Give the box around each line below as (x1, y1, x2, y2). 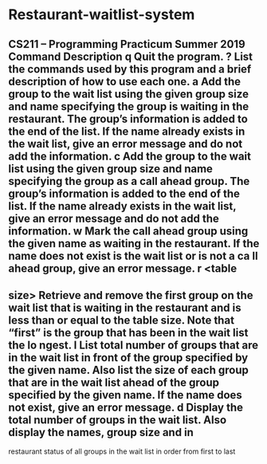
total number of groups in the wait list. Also (8, 413, 227, 427)
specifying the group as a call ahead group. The (8, 174, 250, 188)
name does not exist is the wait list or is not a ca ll (8, 249, 258, 262)
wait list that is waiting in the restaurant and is (8, 301, 241, 314)
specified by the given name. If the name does (8, 388, 243, 402)
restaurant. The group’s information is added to (8, 112, 249, 125)
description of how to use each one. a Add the (8, 74, 241, 88)
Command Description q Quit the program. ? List (8, 49, 253, 63)
